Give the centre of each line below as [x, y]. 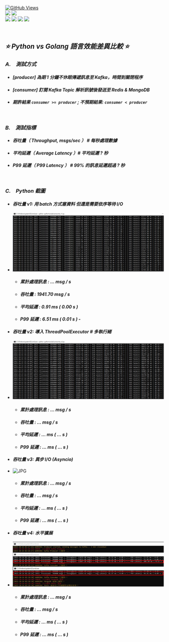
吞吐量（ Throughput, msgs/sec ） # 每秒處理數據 [65, 140]
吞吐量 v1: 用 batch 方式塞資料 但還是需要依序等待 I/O [68, 204]
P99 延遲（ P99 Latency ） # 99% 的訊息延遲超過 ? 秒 [69, 166]
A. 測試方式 [21, 64]
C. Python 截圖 [25, 191]
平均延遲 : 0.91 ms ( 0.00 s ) [49, 306]
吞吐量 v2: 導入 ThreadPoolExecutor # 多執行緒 [62, 332]
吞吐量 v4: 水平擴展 [32, 533]
